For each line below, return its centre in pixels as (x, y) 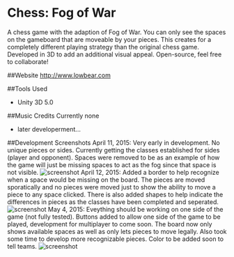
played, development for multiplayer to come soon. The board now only (110, 224)
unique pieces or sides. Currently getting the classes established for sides (114, 150)
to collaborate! (28, 61)
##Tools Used (27, 88)
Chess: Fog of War (62, 13)
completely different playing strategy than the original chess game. (103, 47)
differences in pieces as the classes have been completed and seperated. (113, 202)
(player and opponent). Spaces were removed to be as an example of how (114, 157)
